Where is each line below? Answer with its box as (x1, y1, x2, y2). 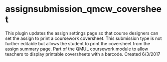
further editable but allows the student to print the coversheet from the (5, 40, 151, 46)
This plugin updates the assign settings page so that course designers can (5, 30, 159, 36)
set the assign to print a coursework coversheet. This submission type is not (5, 35, 162, 41)
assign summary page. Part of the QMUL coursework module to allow (5, 46, 149, 52)
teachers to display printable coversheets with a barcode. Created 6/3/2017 (5, 51, 161, 57)
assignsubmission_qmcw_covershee (5, 3, 162, 15)
